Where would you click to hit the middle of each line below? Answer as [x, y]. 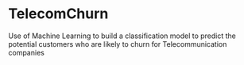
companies [27, 52]
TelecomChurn [58, 14]
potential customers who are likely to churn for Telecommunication [118, 44]
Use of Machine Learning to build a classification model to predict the [122, 36]
